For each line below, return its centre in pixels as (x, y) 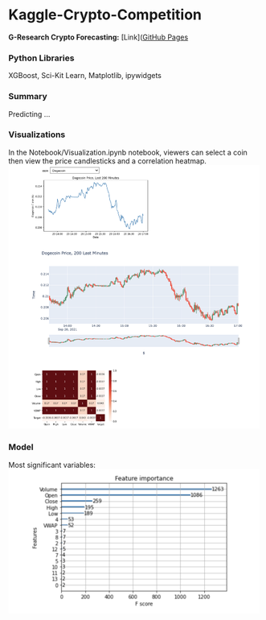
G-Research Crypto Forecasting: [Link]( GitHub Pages (98, 37)
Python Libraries (41, 58)
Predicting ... (29, 114)
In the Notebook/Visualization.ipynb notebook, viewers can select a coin (128, 152)
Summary (28, 97)
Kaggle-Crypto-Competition (105, 15)
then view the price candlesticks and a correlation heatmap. (108, 161)
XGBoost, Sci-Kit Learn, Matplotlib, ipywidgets (85, 76)
